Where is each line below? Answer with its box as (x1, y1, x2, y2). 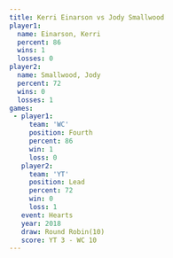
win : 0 (28, 194, 53, 204)
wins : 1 (17, 46, 46, 55)
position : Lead (28, 178, 86, 187)
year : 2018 (20, 219, 62, 228)
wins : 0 (17, 87, 46, 96)
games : (9, 104, 34, 113)
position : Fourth (28, 129, 93, 137)
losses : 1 (17, 95, 53, 105)
